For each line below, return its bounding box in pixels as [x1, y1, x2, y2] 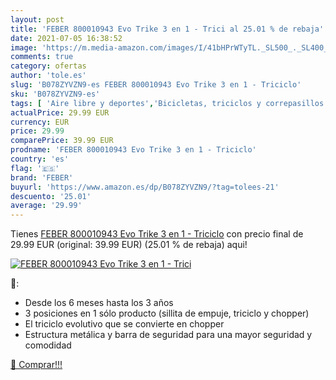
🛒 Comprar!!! [10, 359, 63, 371]
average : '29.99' [10, 201, 83, 211]
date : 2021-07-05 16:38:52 [10, 33, 123, 43]
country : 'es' [10, 154, 70, 164]
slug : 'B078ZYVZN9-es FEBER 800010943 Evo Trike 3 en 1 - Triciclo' [10, 80, 302, 90]
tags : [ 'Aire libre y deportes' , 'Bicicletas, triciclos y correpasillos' [10, 98, 329, 108]
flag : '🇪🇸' [10, 163, 60, 173]
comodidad [24, 339, 72, 351]
